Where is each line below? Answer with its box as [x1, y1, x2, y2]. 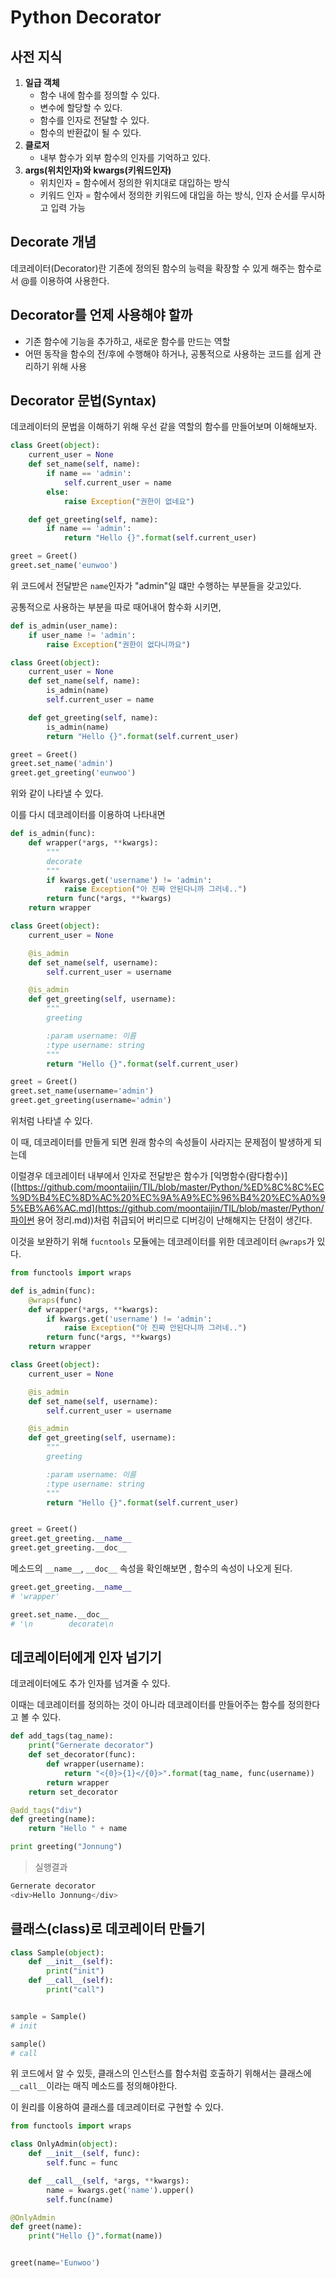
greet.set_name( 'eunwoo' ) [10, 561, 118, 571]
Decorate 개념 [10, 234, 97, 251]
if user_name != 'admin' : [28, 630, 137, 640]
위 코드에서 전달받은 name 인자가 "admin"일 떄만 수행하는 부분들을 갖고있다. [10, 579, 302, 591]
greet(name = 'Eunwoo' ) [10, 2258, 101, 2268]
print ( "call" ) [46, 1985, 105, 1995]
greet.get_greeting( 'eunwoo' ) [10, 768, 137, 778]
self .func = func [46, 2158, 118, 2168]
